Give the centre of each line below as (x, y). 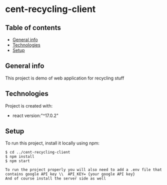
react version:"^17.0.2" (35, 115)
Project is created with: (29, 105)
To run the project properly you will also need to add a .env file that (84, 170)
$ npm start (17, 161)
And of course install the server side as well (56, 178)
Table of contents (33, 28)
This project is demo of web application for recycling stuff (65, 78)
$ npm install (20, 157)
